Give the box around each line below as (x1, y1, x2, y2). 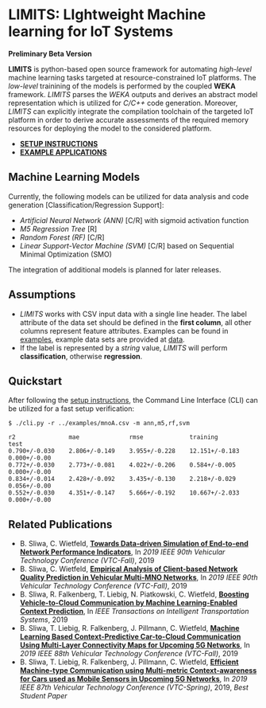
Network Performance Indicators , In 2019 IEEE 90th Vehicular (19, 547, 226, 557)
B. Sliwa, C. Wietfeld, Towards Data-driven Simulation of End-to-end (19, 539, 249, 549)
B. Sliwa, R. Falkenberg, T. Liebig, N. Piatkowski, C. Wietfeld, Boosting (19, 589, 249, 599)
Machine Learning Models (8, 170, 141, 184)
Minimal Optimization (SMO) (19, 249, 113, 259)
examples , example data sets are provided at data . (19, 334, 185, 344)
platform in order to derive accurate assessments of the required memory (8, 115, 249, 124)
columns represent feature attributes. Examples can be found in (19, 326, 229, 335)
